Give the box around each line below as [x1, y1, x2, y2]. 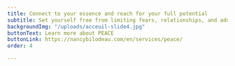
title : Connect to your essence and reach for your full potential [7, 10, 208, 17]
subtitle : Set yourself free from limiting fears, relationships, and [7, 17, 218, 24]
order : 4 [7, 42, 33, 49]
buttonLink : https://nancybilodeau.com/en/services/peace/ [7, 36, 183, 43]
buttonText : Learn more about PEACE [7, 29, 114, 37]
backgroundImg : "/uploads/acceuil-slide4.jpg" [7, 23, 145, 30]
